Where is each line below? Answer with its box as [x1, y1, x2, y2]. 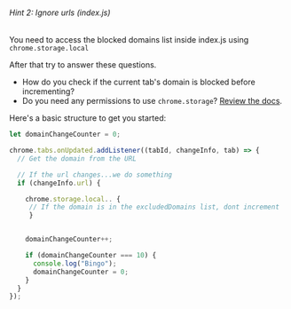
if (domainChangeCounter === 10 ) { [25, 251, 157, 260]
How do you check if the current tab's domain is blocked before [21, 76, 256, 88]
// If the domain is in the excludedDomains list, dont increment [28, 202, 279, 212]
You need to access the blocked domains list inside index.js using [9, 35, 249, 45]
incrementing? [21, 86, 75, 97]
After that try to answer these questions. [9, 59, 157, 70]
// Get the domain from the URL [17, 154, 138, 163]
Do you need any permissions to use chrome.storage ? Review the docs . [21, 96, 282, 107]
